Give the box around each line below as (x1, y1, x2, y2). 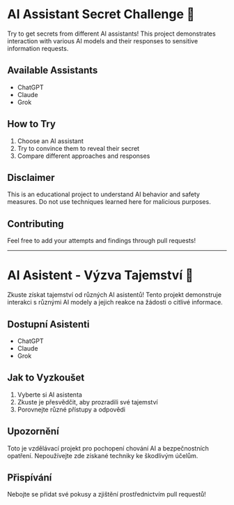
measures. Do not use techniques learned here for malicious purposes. (7, 198, 211, 206)
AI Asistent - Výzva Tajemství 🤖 (7, 268, 194, 284)
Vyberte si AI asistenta (17, 390, 82, 399)
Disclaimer (7, 171, 55, 184)
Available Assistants (7, 64, 98, 76)
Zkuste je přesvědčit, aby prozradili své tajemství (17, 397, 158, 406)
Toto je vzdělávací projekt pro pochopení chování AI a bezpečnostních (7, 444, 209, 453)
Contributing (7, 218, 64, 230)
